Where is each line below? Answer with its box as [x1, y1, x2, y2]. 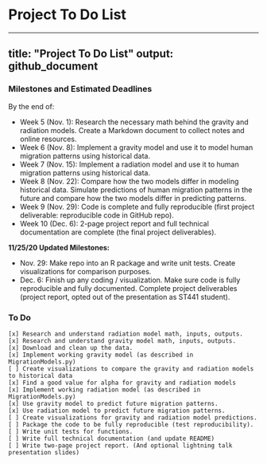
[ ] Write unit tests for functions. [8, 427, 133, 435]
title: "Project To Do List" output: [8, 47, 174, 61]
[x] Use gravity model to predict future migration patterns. [8, 399, 219, 407]
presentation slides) [8, 448, 80, 456]
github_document [8, 60, 99, 73]
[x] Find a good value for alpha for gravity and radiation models [8, 379, 237, 387]
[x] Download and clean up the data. [8, 344, 133, 352]
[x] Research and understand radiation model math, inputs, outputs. [8, 329, 244, 338]
